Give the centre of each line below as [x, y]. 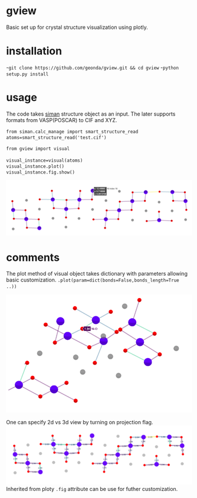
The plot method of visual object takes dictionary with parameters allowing [97, 274]
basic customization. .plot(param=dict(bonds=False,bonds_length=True [93, 280]
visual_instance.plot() [35, 166]
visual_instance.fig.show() [41, 172]
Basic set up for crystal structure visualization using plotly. [77, 27]
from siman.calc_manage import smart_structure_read [72, 132]
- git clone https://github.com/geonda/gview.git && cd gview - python [92, 67]
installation [34, 51]
